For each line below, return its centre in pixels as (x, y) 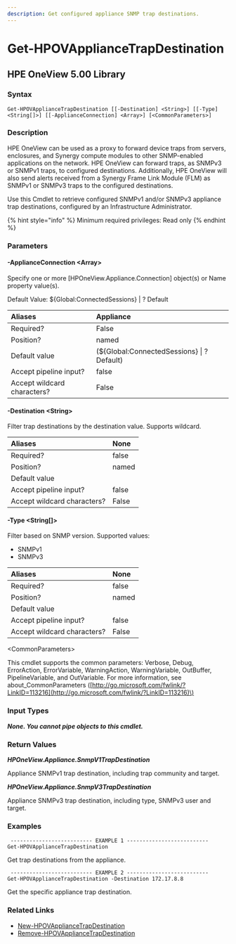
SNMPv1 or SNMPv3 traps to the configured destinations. (90, 185)
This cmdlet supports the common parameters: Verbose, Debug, (101, 663)
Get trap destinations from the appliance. (67, 860)
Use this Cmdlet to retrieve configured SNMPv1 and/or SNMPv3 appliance (114, 199)
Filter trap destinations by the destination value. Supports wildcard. (104, 427)
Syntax (20, 94)
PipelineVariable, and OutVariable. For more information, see (94, 678)
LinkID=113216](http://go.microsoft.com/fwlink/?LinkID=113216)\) (101, 692)
